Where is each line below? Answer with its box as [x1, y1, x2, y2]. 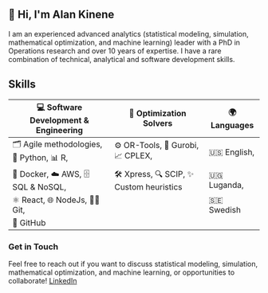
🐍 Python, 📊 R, [12, 152, 69, 163]
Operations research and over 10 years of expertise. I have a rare [8, 45, 222, 56]
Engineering [35, 124, 84, 135]
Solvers [142, 118, 173, 129]
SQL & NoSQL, [12, 181, 66, 192]
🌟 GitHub [12, 217, 46, 228]
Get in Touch [8, 240, 59, 252]
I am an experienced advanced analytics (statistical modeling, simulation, [8, 29, 249, 38]
